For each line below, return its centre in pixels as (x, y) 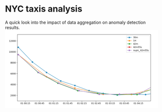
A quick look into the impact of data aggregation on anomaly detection (75, 22)
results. (13, 27)
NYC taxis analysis (44, 9)
